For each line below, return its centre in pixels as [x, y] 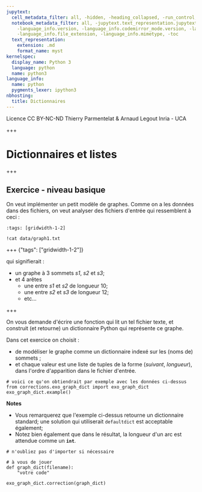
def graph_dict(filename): [40, 468]
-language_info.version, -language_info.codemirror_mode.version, [102, 29]
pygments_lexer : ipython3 [44, 90]
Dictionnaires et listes [62, 154]
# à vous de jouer [29, 463]
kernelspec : [21, 57]
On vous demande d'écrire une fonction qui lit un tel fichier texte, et [90, 322]
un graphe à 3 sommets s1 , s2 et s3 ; [60, 273]
